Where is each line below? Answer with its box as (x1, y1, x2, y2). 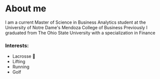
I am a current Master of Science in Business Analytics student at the (5, 19, 146, 25)
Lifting (12, 59, 26, 65)
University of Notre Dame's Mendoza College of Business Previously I (5, 24, 148, 30)
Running (12, 64, 30, 70)
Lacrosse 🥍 (12, 53, 36, 59)
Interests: (5, 42, 29, 49)
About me (5, 3, 47, 14)
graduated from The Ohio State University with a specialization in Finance (5, 30, 156, 36)
